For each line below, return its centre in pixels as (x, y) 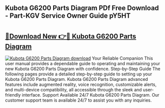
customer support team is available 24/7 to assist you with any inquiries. (78, 100)
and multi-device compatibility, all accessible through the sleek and (73, 90)
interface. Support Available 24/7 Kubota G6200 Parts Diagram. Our (91, 95)
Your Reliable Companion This (122, 58)
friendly (13, 95)
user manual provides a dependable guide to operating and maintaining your (83, 63)
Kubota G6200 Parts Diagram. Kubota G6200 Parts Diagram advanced (77, 79)
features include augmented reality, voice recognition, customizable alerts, (81, 84)
